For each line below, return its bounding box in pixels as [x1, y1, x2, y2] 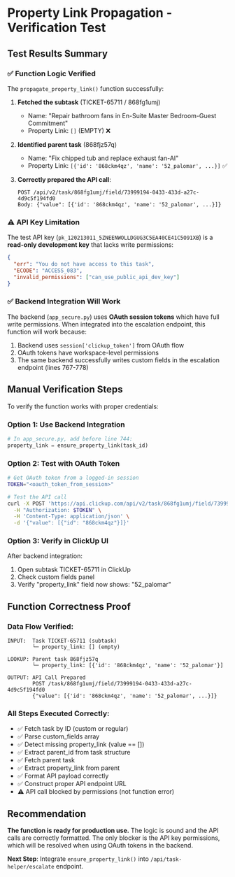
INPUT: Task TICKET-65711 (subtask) [7, 638, 117, 645]
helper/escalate [7, 864, 55, 871]
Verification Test [7, 20, 106, 36]
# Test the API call [7, 493, 68, 501]
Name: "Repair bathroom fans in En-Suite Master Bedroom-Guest [27, 111, 217, 120]
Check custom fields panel [17, 573, 95, 581]
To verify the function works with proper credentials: [7, 402, 159, 411]
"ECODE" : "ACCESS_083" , [13, 267, 83, 274]
